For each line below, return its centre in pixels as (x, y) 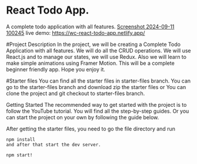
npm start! (19, 155)
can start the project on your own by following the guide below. (83, 117)
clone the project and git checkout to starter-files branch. (76, 93)
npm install (21, 139)
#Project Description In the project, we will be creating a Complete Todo (94, 44)
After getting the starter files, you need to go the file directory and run (91, 129)
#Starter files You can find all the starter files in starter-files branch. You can (98, 81)
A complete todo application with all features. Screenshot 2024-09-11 (90, 27)
